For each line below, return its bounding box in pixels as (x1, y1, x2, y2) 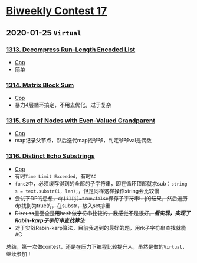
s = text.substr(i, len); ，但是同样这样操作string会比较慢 (14, 187, 160, 194)
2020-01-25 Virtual (6, 28, 81, 38)
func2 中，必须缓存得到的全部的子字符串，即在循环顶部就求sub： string (14, 180, 188, 187)
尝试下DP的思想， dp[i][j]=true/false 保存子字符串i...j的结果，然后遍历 (14, 194, 188, 202)
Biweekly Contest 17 (6, 4, 107, 18)
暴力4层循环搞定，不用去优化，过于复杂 (14, 102, 111, 109)
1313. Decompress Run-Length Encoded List (6, 46, 136, 54)
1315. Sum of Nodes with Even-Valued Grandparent (6, 116, 155, 125)
